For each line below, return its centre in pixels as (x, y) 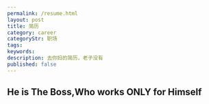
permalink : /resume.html (42, 13)
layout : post (26, 20)
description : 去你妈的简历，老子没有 (55, 58)
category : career (32, 32)
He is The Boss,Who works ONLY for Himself (104, 92)
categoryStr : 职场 (32, 39)
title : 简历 (23, 26)
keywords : (21, 52)
